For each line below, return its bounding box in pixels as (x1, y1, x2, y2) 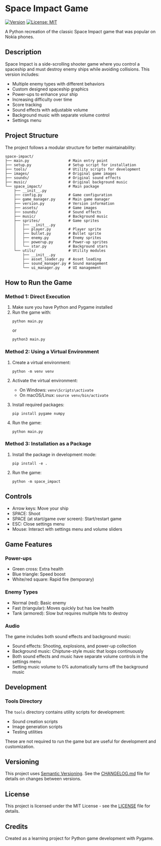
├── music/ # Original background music (5, 180, 128, 184)
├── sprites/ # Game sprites (14, 218, 99, 223)
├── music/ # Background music (14, 214, 108, 219)
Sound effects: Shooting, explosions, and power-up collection (12, 643, 137, 649)
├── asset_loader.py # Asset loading (22, 256, 101, 262)
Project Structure (5, 132, 59, 140)
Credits (5, 823, 28, 831)
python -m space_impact (12, 479, 61, 484)
